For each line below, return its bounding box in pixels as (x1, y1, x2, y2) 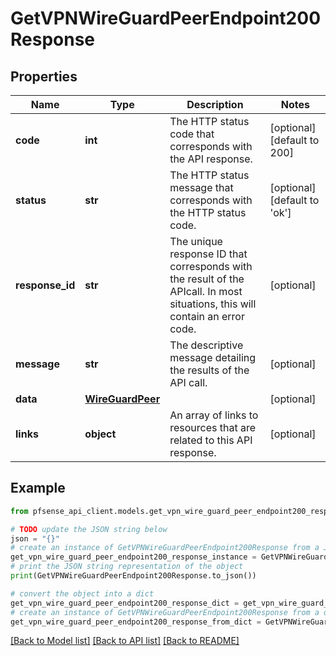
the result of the (169, 272, 245, 286)
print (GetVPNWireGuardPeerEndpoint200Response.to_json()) (10, 571, 257, 581)
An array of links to (169, 408, 259, 422)
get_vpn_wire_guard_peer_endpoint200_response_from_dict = (10, 617, 262, 627)
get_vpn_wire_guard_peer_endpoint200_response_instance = (10, 552, 257, 562)
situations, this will (169, 297, 257, 311)
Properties (10, 68, 78, 85)
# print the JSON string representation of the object (10, 562, 244, 572)
